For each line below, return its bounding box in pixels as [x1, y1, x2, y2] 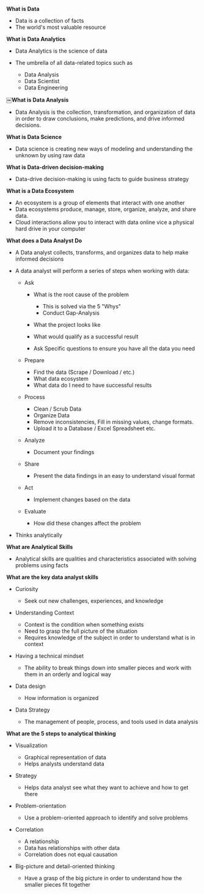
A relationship [24, 838, 59, 845]
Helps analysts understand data [24, 760, 105, 767]
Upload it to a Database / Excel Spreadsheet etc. [33, 425, 156, 432]
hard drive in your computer [15, 225, 86, 232]
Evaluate [24, 508, 46, 515]
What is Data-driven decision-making [6, 163, 104, 171]
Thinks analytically [15, 532, 62, 538]
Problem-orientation [15, 802, 66, 810]
